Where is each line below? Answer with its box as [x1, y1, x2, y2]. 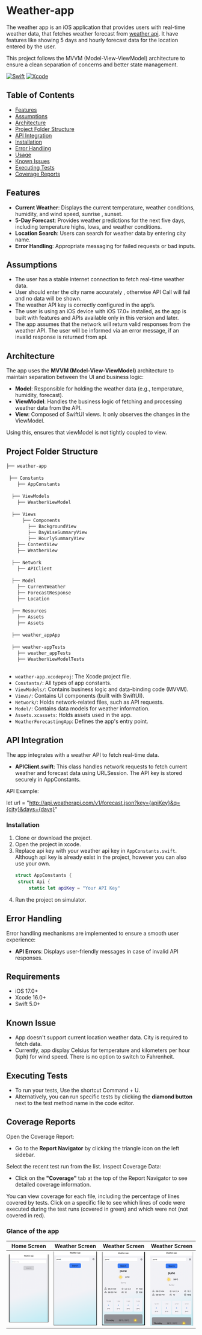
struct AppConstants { [14, 873, 72, 879]
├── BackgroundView [28, 523, 77, 529]
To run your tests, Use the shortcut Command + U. [14, 1086, 140, 1094]
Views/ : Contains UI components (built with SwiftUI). [14, 692, 144, 699]
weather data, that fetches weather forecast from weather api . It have [6, 30, 179, 37]
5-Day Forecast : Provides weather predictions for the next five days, [14, 217, 186, 224]
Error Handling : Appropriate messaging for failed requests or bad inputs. [14, 242, 196, 249]
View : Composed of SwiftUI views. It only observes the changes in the [14, 411, 191, 418]
